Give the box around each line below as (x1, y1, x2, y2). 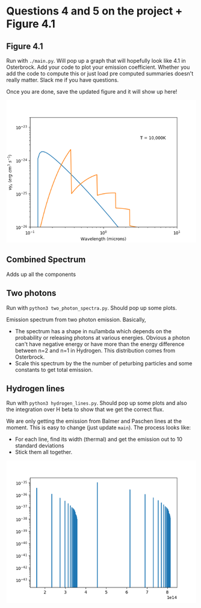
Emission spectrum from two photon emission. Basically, (6, 316, 146, 323)
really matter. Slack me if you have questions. (6, 77, 119, 83)
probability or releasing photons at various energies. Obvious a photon (14, 334, 190, 341)
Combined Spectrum (6, 255, 86, 265)
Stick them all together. (14, 449, 73, 456)
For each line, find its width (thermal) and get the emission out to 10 (14, 436, 182, 443)
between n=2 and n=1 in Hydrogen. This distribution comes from (14, 347, 176, 354)
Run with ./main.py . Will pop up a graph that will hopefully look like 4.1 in (6, 57, 187, 64)
